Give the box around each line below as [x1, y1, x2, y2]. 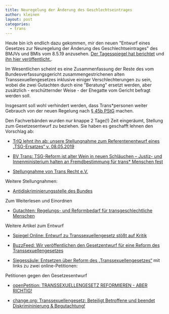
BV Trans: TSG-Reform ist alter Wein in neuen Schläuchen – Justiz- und [12, 153, 162, 160]
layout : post [5, 17, 33, 22]
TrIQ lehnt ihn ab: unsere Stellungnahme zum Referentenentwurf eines [12, 138, 160, 144]
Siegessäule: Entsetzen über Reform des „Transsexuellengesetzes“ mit [12, 257, 160, 264]
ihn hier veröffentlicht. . [5, 56, 53, 62]
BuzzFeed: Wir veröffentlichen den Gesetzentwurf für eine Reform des [12, 242, 160, 248]
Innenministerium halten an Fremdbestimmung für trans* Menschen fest [12, 159, 163, 165]
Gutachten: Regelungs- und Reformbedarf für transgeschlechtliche [12, 207, 153, 214]
